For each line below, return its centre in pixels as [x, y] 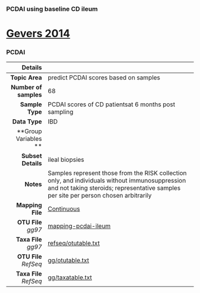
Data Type [27, 122]
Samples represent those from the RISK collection [117, 173]
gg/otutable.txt [68, 260]
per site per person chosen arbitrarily [99, 196]
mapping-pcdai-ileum [79, 226]
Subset [32, 156]
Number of [26, 87]
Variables [29, 139]
